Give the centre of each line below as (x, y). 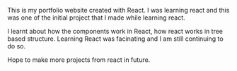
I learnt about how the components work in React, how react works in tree (115, 31)
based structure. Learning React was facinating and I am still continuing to (116, 39)
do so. (17, 46)
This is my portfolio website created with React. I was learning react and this (118, 10)
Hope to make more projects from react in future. (79, 60)
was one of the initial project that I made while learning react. (96, 18)
